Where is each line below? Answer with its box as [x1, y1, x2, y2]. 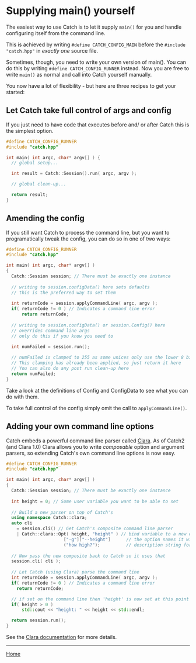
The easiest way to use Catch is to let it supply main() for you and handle [6, 23, 182, 30]
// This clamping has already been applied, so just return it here [11, 360, 181, 366]
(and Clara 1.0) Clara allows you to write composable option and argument [6, 443, 185, 450]
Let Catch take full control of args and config [6, 105, 171, 115]
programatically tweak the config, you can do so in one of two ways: [6, 235, 171, 242]
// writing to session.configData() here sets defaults [11, 284, 150, 290]
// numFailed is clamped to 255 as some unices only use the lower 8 [11, 355, 184, 360]
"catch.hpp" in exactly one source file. [6, 47, 98, 54]
